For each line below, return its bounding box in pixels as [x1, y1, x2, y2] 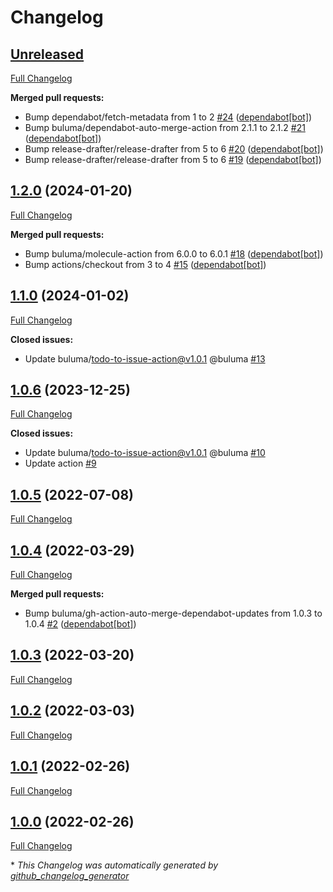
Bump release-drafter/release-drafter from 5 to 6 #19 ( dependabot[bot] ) [24, 154, 322, 165]
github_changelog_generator [10, 870, 130, 882]
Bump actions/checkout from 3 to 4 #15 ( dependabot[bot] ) [24, 258, 267, 270]
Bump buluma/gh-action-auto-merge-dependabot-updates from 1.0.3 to [24, 607, 323, 620]
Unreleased [10, 46, 85, 63]
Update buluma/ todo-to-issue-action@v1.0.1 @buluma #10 [24, 447, 266, 459]
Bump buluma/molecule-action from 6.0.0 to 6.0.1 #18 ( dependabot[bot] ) [24, 247, 324, 260]
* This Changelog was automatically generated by [10, 859, 219, 871]
